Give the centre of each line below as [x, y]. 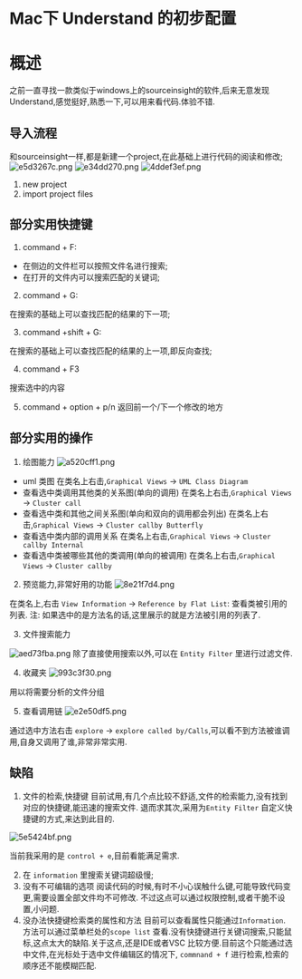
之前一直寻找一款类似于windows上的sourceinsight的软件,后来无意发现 [139, 91]
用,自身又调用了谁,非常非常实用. [69, 742]
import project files [58, 194]
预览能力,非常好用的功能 [67, 584]
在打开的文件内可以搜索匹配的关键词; [91, 276]
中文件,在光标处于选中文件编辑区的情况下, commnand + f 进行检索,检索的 [156, 955]
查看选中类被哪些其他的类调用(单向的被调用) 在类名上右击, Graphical [149, 555]
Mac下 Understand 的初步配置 [123, 19]
